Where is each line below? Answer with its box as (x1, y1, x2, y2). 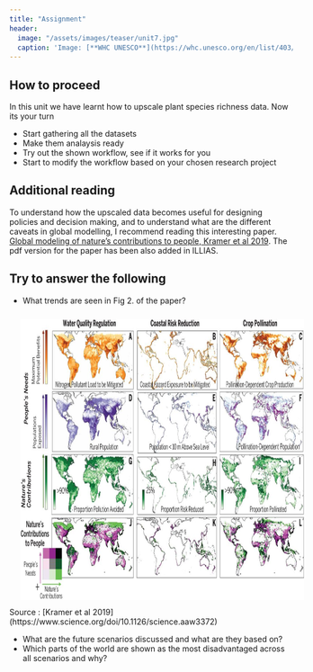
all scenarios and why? (22, 652, 108, 663)
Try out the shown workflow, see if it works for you (22, 148, 211, 158)
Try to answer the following (9, 271, 166, 287)
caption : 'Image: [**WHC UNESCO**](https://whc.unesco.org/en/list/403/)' (17, 43, 304, 52)
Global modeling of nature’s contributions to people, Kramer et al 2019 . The (9, 235, 288, 246)
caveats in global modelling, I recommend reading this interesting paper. (9, 226, 277, 237)
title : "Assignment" (9, 14, 87, 23)
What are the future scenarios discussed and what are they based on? (22, 633, 283, 644)
